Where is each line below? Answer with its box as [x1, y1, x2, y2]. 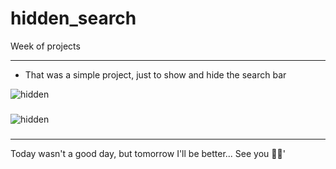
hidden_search [10, 7, 137, 30]
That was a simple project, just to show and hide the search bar [24, 68, 287, 81]
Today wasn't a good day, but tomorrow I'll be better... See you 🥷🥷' [10, 147, 286, 159]
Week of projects [10, 40, 81, 52]
